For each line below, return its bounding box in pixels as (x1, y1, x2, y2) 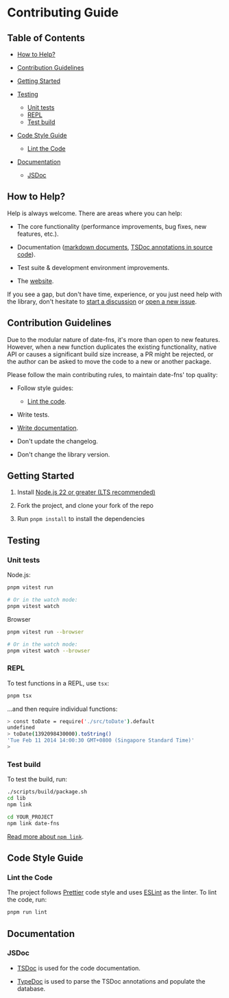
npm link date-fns (7, 820, 60, 827)
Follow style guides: (16, 384, 74, 392)
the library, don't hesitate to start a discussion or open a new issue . (7, 297, 197, 306)
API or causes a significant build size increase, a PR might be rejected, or (7, 350, 214, 358)
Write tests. (16, 410, 50, 419)
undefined (7, 725, 36, 731)
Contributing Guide (7, 5, 119, 21)
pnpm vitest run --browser (7, 629, 84, 635)
